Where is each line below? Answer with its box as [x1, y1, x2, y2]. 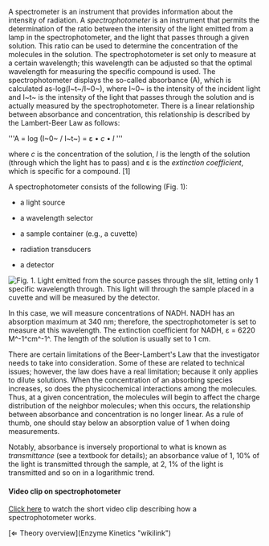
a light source [19, 197, 66, 207]
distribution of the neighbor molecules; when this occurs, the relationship [8, 401, 251, 410]
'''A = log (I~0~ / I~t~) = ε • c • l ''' [8, 134, 123, 143]
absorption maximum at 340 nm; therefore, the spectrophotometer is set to [8, 317, 257, 326]
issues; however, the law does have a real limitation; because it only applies [8, 366, 259, 376]
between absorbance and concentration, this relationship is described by [8, 110, 251, 119]
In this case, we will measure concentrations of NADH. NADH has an [8, 308, 235, 317]
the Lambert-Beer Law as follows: [8, 118, 120, 127]
